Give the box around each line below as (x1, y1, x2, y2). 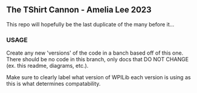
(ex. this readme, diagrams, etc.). (6, 62, 89, 70)
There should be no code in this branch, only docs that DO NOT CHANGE (6, 56, 189, 63)
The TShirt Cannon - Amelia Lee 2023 (6, 5, 152, 15)
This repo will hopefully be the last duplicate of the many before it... (6, 20, 175, 28)
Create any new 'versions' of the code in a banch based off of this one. (6, 49, 184, 56)
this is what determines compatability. (6, 80, 101, 88)
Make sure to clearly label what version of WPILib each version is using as (6, 74, 192, 81)
